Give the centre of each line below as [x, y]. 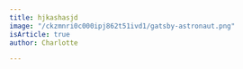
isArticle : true [40, 34]
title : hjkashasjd [44, 17]
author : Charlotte [44, 43]
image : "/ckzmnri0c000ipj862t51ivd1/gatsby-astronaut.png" [122, 26]
